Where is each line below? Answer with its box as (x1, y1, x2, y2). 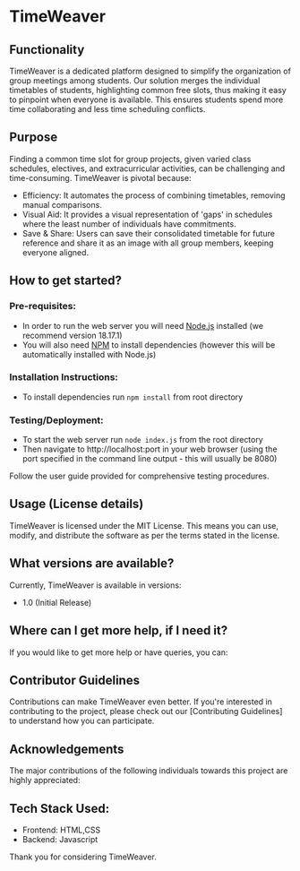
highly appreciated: (9, 775, 81, 786)
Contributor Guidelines (9, 672, 141, 687)
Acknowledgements (9, 741, 124, 756)
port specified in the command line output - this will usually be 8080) (21, 453, 278, 464)
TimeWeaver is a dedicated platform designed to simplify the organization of (9, 65, 291, 76)
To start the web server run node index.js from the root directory (21, 435, 264, 445)
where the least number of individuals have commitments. (21, 218, 236, 229)
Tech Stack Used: (9, 800, 110, 816)
